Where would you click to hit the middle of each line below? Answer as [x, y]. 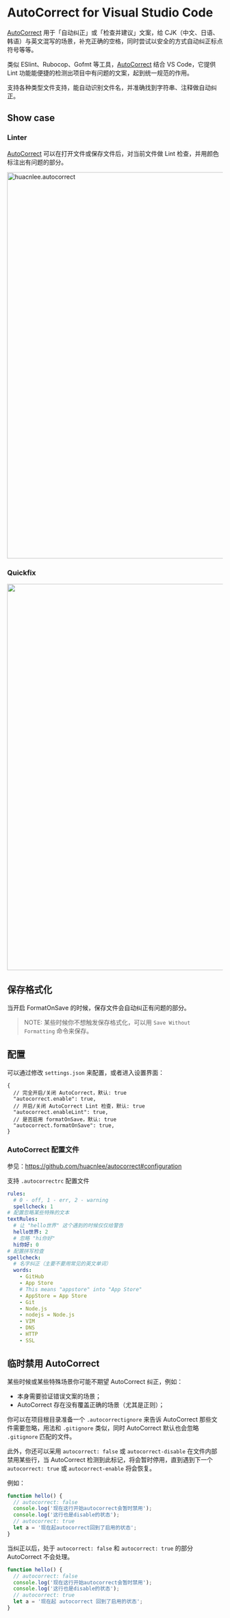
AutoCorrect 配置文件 [43, 1150]
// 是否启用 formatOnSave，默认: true [65, 1119]
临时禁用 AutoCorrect [53, 1364]
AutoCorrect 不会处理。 [40, 1556]
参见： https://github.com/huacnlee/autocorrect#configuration [94, 1166]
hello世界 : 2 [31, 1232]
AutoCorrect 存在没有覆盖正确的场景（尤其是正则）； [91, 1404]
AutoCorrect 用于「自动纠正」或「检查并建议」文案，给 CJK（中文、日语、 [113, 32]
